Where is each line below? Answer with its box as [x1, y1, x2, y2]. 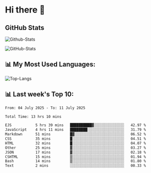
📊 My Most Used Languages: [5, 60, 96, 69]
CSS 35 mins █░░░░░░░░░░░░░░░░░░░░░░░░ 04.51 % [5, 136, 146, 141]
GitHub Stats [5, 24, 45, 32]
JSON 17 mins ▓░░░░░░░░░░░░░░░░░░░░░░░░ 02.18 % [5, 150, 146, 155]
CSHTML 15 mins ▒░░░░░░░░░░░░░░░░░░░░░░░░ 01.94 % [5, 154, 146, 159]
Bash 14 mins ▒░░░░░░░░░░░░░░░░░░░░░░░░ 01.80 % [5, 159, 146, 164]
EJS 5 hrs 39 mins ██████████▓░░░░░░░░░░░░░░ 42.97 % [5, 123, 146, 128]
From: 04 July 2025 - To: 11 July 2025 [5, 105, 86, 110]
